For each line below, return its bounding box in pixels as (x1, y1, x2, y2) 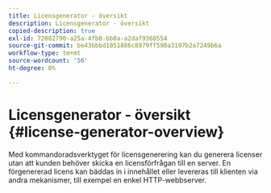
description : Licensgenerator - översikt (8, 19, 150, 27)
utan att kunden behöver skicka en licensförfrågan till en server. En (8, 158, 231, 167)
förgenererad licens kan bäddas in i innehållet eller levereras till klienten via (8, 166, 258, 176)
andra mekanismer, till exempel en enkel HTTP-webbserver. (8, 175, 207, 185)
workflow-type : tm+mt (8, 49, 81, 57)
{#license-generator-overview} (8, 122, 224, 141)
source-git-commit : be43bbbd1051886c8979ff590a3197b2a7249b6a (8, 42, 222, 50)
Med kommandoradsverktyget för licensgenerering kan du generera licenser (8, 150, 263, 159)
